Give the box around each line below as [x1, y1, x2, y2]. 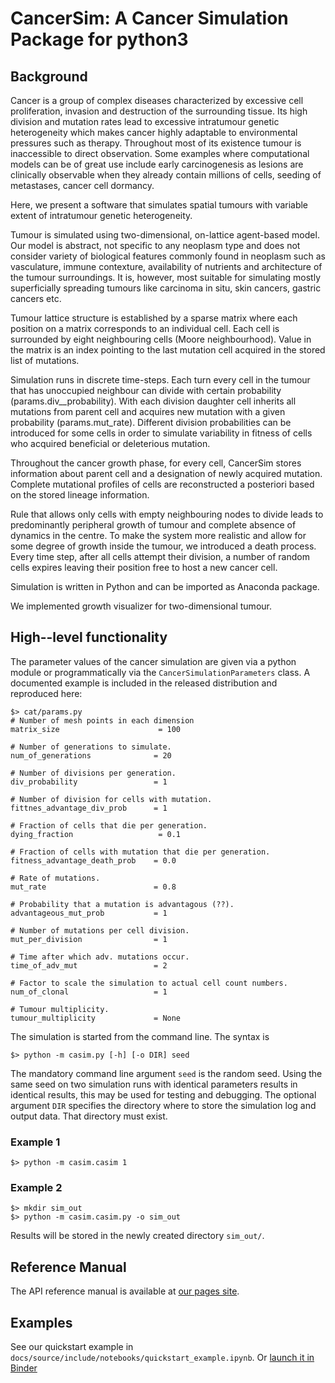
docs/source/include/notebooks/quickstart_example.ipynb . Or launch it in [10, 1352, 315, 1364]
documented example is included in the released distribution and [10, 677, 278, 689]
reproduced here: [10, 687, 83, 699]
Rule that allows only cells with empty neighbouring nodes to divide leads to [10, 508, 324, 520]
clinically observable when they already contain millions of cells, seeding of [10, 169, 322, 181]
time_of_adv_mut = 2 [10, 960, 168, 971]
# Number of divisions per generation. [10, 768, 177, 778]
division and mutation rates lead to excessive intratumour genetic [10, 116, 280, 127]
